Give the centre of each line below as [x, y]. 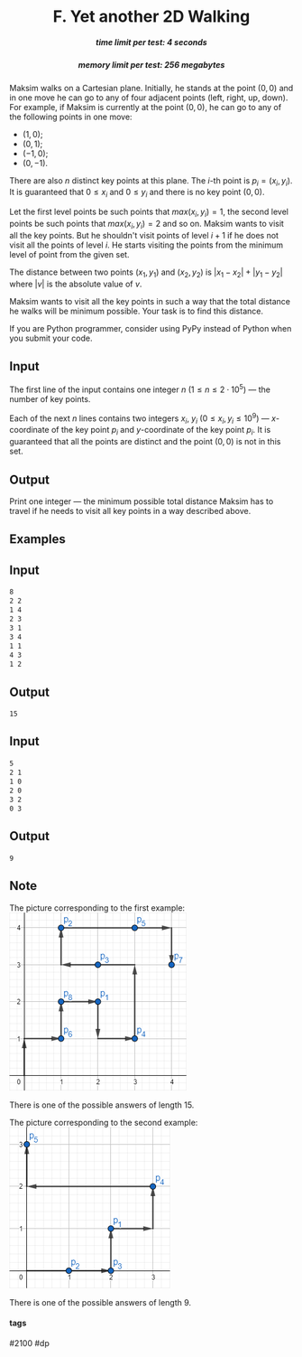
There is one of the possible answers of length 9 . [101, 1302]
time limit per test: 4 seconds [151, 42]
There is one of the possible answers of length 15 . [102, 1105]
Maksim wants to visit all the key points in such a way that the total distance [150, 301]
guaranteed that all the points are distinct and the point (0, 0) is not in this [145, 442]
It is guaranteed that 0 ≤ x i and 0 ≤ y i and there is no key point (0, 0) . [137, 193]
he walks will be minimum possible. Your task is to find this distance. [137, 311]
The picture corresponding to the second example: [104, 1122]
